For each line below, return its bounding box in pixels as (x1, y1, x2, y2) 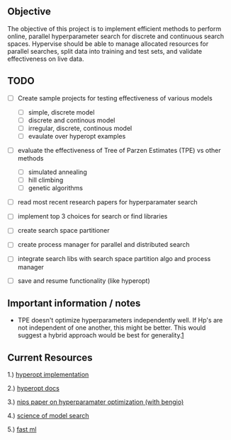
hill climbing (28, 176, 64, 185)
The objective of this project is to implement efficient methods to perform (7, 24, 222, 33)
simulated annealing (28, 168, 87, 176)
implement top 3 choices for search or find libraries (17, 212, 168, 221)
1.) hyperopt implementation (7, 371, 89, 379)
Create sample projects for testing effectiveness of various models (17, 93, 213, 102)
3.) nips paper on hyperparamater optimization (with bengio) (7, 398, 184, 406)
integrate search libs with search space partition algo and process (17, 255, 211, 263)
